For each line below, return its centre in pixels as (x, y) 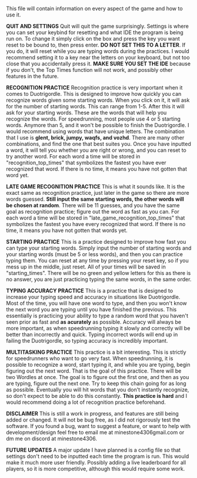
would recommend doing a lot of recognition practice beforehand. (86, 402)
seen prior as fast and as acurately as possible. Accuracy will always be (94, 322)
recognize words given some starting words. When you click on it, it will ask (98, 100)
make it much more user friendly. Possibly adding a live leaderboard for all (96, 462)
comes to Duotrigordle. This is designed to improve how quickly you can (94, 94)
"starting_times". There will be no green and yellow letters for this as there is (98, 273)
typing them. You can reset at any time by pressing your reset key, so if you (98, 260)
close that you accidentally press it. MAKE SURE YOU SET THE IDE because (98, 64)
